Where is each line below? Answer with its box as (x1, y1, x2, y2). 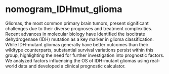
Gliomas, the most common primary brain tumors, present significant (5, 20, 149, 26)
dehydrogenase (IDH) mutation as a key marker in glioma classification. (5, 36, 154, 42)
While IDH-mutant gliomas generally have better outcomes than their (5, 41, 149, 47)
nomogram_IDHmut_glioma (5, 4, 122, 15)
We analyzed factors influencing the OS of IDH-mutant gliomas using (5, 57, 149, 63)
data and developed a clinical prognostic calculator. (18, 63, 126, 69)
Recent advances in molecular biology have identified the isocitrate (5, 31, 145, 37)
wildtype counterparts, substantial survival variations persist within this (5, 47, 154, 53)
